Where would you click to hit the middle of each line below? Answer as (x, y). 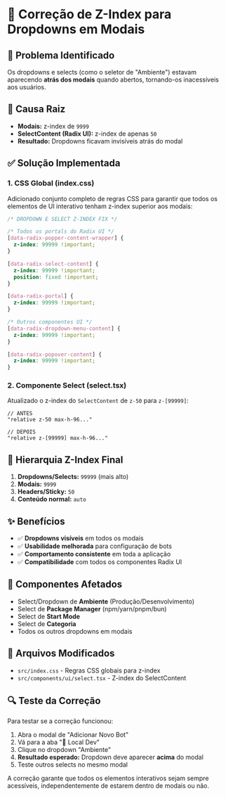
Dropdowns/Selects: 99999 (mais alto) (73, 477)
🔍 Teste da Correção (54, 701)
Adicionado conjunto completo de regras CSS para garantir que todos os (112, 198)
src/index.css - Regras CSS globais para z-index (89, 670)
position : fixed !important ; (56, 277)
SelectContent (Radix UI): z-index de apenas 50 (87, 134)
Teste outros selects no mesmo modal (73, 765)
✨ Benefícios (36, 521)
